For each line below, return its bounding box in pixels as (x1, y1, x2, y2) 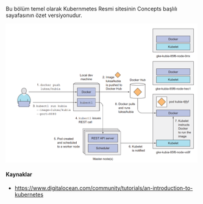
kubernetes (14, 191, 44, 198)
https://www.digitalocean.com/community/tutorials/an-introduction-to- (14, 184, 193, 191)
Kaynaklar (5, 171, 32, 178)
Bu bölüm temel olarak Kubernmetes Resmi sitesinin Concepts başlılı (5, 5, 177, 12)
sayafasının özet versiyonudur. (5, 12, 83, 19)
